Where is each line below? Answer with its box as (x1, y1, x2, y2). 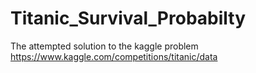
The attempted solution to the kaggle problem (10, 40, 199, 52)
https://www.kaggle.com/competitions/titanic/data (10, 50, 218, 62)
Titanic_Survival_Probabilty (10, 7, 247, 30)
